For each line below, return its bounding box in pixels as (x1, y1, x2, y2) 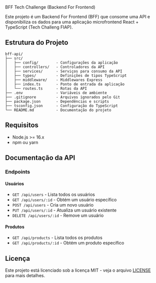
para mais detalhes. (5, 273, 45, 279)
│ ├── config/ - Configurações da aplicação (5, 60, 118, 65)
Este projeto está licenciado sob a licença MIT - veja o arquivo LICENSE (5, 267, 151, 273)
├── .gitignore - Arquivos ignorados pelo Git (5, 95, 120, 100)
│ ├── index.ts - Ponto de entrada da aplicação (5, 81, 125, 87)
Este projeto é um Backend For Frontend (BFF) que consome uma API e (5, 14, 151, 19)
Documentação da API (5, 154, 76, 162)
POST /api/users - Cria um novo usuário (12, 202, 94, 208)
